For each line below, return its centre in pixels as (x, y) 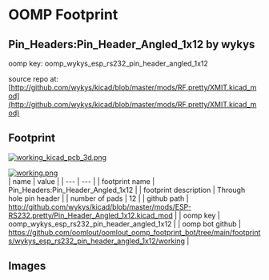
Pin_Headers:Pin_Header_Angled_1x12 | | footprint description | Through (127, 190)
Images (27, 266)
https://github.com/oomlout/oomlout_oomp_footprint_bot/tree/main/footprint (134, 232)
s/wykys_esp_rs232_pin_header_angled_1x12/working (97, 241)
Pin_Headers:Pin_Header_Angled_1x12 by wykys (132, 44)
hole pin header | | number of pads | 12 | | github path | (99, 198)
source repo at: (33, 79)
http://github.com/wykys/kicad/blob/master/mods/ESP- (100, 206)
